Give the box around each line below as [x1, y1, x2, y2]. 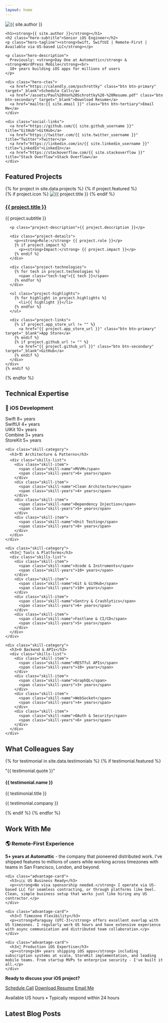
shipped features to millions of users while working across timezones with [5, 859, 158, 865]
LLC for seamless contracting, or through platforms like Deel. [18, 887, 156, 892]
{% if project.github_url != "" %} [14, 339, 89, 345]
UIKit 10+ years [5, 427, 37, 433]
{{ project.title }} [5, 203, 47, 211]
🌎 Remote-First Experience [5, 840, 74, 847]
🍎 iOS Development [5, 404, 54, 412]
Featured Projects [5, 172, 62, 181]
